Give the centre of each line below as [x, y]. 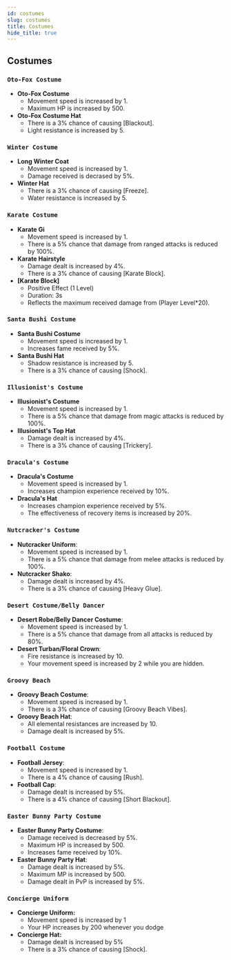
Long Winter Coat [43, 161]
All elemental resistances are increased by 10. [92, 724]
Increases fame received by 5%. [73, 348]
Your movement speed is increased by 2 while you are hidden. [116, 663]
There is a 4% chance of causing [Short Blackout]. [99, 799]
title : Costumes [30, 26]
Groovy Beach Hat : [44, 717]
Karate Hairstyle [41, 259]
